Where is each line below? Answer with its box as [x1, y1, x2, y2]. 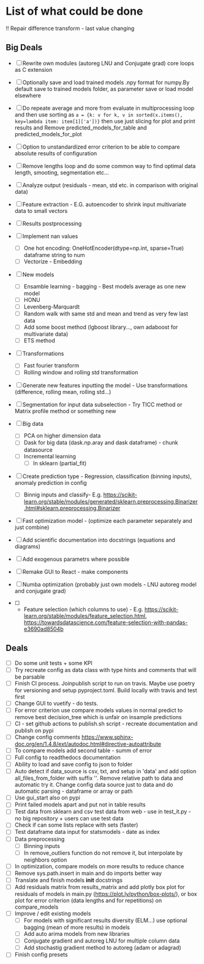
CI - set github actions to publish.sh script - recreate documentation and [14, 720, 198, 727]
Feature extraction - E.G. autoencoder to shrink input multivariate [22, 201, 187, 208]
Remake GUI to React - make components [22, 568, 129, 575]
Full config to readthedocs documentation [14, 754, 121, 761]
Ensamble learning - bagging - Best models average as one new [23, 282, 186, 290]
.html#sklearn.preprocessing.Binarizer [23, 504, 121, 512]
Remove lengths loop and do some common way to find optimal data [22, 162, 196, 169]
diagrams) [14, 542, 41, 550]
